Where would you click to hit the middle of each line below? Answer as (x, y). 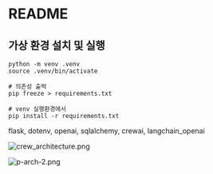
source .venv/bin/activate (53, 71)
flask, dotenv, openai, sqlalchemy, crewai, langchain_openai (106, 131)
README (38, 14)
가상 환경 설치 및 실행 (57, 45)
